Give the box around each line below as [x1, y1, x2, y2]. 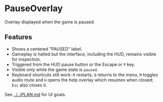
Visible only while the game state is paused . [11, 67, 99, 72]
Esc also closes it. [11, 82, 47, 88]
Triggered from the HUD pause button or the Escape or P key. [11, 61, 135, 67]
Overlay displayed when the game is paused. [4, 19, 95, 25]
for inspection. [11, 56, 41, 62]
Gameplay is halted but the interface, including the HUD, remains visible [11, 51, 157, 57]
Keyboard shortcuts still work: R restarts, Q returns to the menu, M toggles [11, 71, 158, 78]
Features [4, 33, 32, 41]
